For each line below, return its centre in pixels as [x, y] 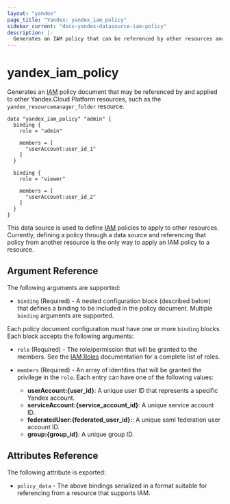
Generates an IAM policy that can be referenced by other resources [113, 39]
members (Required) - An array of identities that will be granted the [109, 370]
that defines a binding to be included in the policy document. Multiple [115, 308]
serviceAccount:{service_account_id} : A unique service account [120, 405]
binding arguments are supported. [65, 315]
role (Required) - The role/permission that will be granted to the [107, 349]
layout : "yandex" [32, 13]
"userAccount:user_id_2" [61, 197]
